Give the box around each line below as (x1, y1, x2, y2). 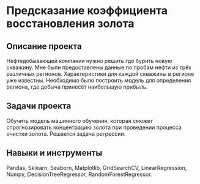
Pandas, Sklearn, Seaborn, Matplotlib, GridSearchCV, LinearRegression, (6, 164, 187, 171)
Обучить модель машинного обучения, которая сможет (6, 117, 154, 124)
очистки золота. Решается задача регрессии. (6, 130, 126, 138)
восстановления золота (6, 17, 135, 31)
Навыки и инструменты (6, 148, 103, 158)
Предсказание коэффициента (6, 4, 168, 18)
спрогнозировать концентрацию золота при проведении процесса (6, 123, 182, 131)
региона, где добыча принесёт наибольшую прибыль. (6, 83, 148, 90)
